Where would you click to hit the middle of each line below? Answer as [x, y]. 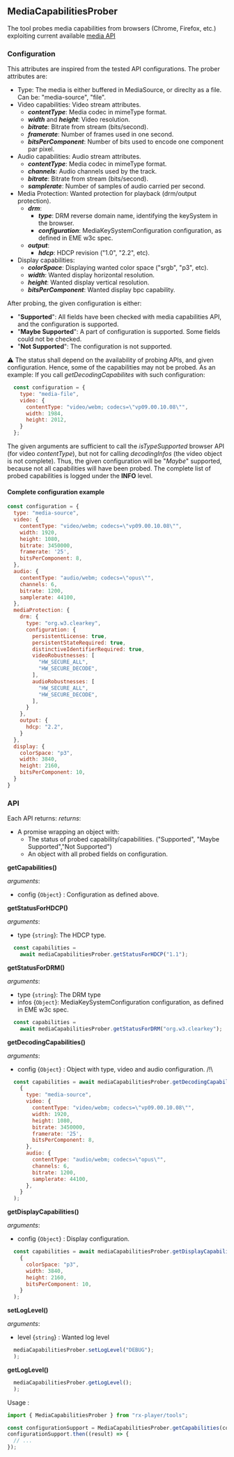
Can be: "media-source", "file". [62, 98]
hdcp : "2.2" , [45, 727]
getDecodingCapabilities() [46, 1042]
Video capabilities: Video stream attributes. [79, 105]
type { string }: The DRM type [59, 994]
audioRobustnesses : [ [64, 681]
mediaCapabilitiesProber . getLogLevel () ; [73, 1382]
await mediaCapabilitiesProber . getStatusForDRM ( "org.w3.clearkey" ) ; [121, 1029]
